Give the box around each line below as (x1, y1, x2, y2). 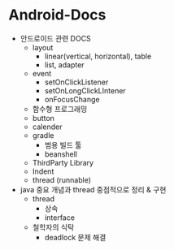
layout (32, 42, 54, 52)
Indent (32, 166, 54, 176)
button (32, 113, 55, 123)
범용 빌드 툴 (44, 140, 82, 149)
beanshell (44, 149, 78, 159)
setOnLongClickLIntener (44, 85, 126, 95)
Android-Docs (8, 6, 107, 24)
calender (32, 122, 63, 131)
